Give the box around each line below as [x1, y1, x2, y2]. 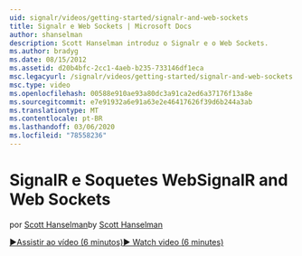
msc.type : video [9, 81, 71, 90]
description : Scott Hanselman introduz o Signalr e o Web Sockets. [9, 38, 269, 48]
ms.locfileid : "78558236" [9, 131, 107, 140]
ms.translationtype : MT [9, 106, 99, 115]
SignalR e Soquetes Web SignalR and [9, 170, 288, 191]
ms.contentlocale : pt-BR [9, 114, 103, 123]
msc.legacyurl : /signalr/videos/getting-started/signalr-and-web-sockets [9, 72, 294, 81]
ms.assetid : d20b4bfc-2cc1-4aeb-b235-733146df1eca [9, 64, 204, 73]
